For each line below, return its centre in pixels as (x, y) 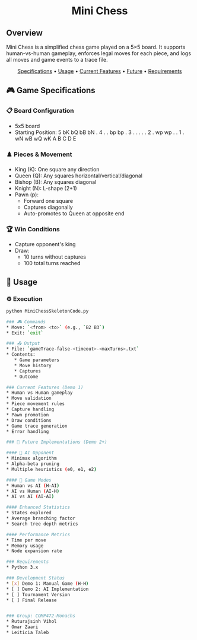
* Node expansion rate (34, 551)
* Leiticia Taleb (28, 633)
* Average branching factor (41, 518)
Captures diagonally (48, 207)
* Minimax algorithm (32, 458)
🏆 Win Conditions (33, 229)
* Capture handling (30, 410)
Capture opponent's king (45, 244)
